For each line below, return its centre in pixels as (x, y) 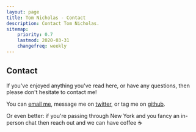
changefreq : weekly (42, 46)
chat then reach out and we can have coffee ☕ (84, 122)
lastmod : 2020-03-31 (43, 40)
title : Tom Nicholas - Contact (46, 18)
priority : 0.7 (35, 35)
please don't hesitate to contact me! (52, 92)
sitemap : (17, 29)
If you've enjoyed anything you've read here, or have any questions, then (98, 86)
